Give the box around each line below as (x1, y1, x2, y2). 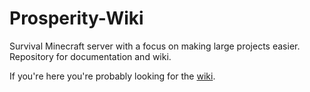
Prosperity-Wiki (9, 7, 144, 30)
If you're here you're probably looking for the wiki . (9, 70, 216, 82)
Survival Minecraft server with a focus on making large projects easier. (9, 40, 301, 52)
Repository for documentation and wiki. (9, 50, 172, 62)
